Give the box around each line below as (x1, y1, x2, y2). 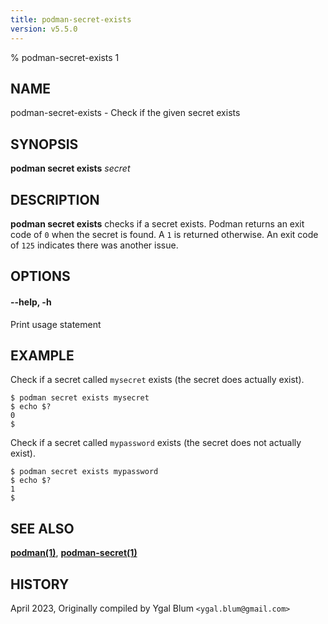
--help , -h (10, 296, 52, 308)
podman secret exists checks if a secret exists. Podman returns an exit (10, 217, 305, 230)
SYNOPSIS (10, 136, 79, 153)
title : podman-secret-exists (10, 14, 132, 25)
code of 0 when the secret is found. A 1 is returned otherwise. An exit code (10, 228, 319, 240)
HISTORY (10, 576, 70, 593)
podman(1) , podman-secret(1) (10, 547, 138, 559)
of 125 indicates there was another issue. (10, 239, 179, 251)
